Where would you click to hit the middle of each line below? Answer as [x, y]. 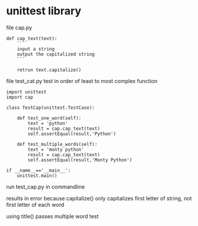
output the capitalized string [56, 54]
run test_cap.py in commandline [45, 187]
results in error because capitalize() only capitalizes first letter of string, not [99, 198]
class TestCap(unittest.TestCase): [51, 108]
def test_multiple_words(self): [57, 144]
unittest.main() [37, 175]
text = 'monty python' [56, 149]
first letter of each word [35, 204]
